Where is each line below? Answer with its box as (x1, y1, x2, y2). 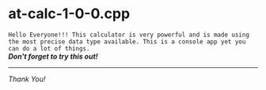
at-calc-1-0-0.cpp (8, 5, 131, 23)
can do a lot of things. (8, 44, 90, 52)
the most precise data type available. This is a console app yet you (8, 37, 246, 46)
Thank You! (8, 74, 46, 84)
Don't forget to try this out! (8, 51, 99, 61)
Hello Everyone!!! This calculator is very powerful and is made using (8, 31, 249, 39)
